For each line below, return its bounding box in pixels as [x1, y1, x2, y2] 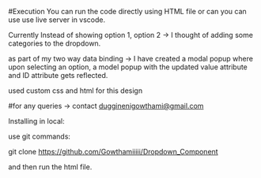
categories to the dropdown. [8, 39, 101, 48]
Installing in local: [8, 117, 65, 125]
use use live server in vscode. [8, 15, 106, 24]
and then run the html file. [8, 162, 93, 172]
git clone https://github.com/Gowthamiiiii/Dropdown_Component [8, 147, 219, 156]
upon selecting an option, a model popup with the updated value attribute [8, 62, 248, 72]
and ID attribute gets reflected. [8, 71, 108, 80]
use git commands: [8, 132, 71, 141]
